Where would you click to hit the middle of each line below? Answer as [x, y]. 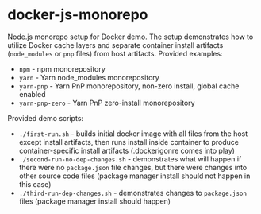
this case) [35, 184]
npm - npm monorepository [62, 68]
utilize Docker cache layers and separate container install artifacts [115, 45]
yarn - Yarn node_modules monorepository [89, 77]
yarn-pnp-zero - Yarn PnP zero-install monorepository [107, 103]
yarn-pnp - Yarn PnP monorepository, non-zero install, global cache [129, 86]
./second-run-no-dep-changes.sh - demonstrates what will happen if [130, 159]
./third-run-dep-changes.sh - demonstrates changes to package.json [133, 193]
